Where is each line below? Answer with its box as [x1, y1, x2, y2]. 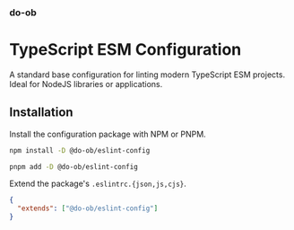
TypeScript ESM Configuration [9, 40, 242, 60]
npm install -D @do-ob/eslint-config [9, 146, 151, 155]
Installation [9, 105, 73, 120]
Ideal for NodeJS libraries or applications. [9, 78, 163, 89]
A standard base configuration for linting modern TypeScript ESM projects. [9, 69, 285, 80]
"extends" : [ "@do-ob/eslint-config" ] [17, 204, 159, 213]
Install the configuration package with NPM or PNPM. [9, 128, 206, 139]
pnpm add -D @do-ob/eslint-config [9, 162, 139, 172]
